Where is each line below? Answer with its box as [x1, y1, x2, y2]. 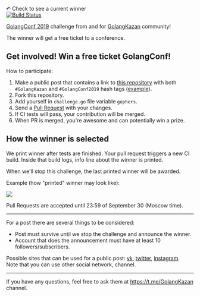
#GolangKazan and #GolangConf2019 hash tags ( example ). [14, 85, 152, 92]
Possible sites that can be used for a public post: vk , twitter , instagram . [6, 254, 180, 262]
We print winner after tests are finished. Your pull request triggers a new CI [6, 150, 190, 157]
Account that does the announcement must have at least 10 [14, 237, 161, 244]
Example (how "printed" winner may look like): [6, 179, 120, 186]
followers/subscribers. [14, 243, 70, 250]
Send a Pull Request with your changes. [14, 104, 113, 111]
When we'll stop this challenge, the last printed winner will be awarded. [6, 168, 181, 175]
